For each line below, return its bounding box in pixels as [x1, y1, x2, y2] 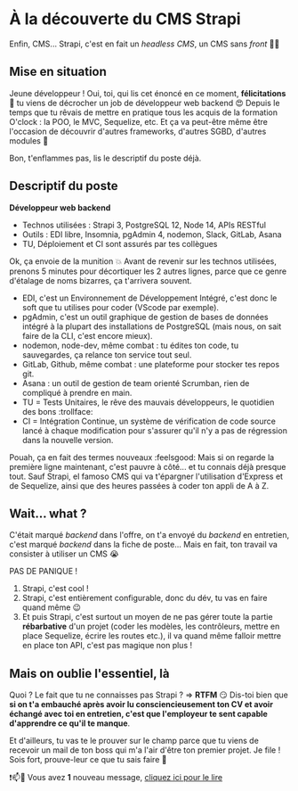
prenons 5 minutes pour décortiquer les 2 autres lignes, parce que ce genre [9, 266, 287, 276]
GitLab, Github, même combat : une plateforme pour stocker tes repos [21, 358, 280, 369]
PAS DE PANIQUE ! [9, 566, 78, 577]
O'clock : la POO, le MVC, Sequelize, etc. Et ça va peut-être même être [9, 116, 269, 127]
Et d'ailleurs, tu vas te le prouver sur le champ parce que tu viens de [9, 736, 260, 746]
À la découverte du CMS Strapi [9, 9, 242, 29]
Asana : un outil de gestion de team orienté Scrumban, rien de [21, 377, 250, 388]
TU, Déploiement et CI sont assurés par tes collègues [21, 238, 218, 249]
